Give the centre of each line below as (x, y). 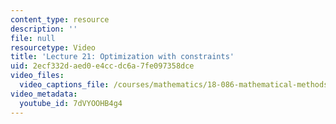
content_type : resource (60, 19)
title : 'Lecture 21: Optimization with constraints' (122, 57)
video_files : (37, 76)
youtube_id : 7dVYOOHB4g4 (71, 103)
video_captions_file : (64, 85)
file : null (33, 38)
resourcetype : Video (53, 47)
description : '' (44, 29)
